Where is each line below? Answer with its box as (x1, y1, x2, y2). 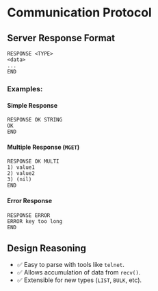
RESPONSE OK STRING (7, 117, 63, 124)
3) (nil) (7, 176, 32, 183)
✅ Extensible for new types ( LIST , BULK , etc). (16, 276, 142, 284)
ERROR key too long (7, 218, 63, 224)
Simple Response (7, 101, 58, 109)
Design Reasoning (7, 242, 87, 254)
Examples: (7, 84, 43, 93)
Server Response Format (7, 32, 115, 44)
